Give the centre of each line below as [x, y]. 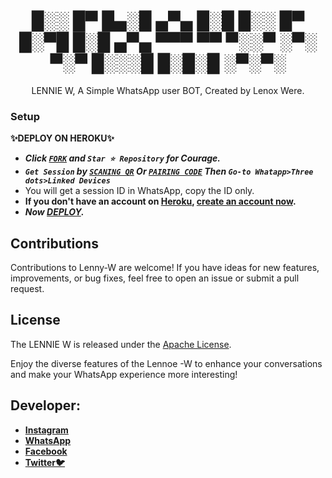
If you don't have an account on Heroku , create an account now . [160, 201]
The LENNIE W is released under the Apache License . [121, 344]
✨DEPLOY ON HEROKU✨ [62, 138]
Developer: [45, 405]
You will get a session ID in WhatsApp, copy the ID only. [139, 191]
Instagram [46, 430]
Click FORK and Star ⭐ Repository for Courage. [123, 158]
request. [27, 289]
